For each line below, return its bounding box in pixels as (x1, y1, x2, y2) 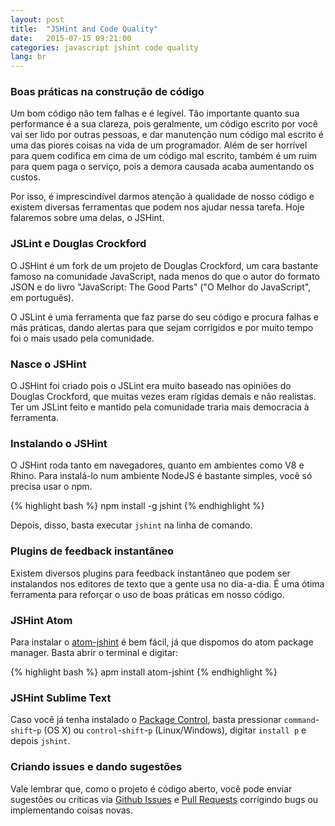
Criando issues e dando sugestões (10, 760, 183, 774)
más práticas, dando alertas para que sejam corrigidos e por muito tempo (10, 321, 314, 333)
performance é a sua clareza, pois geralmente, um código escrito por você (10, 118, 318, 130)
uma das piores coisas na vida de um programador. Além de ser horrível (10, 139, 308, 151)
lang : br (10, 52, 47, 62)
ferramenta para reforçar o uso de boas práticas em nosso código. (10, 588, 285, 600)
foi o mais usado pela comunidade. (10, 332, 155, 344)
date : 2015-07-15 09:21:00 (10, 33, 132, 43)
